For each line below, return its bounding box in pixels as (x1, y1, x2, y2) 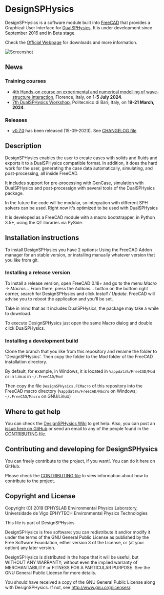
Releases (5, 116, 28, 123)
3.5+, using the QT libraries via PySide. (5, 219, 83, 225)
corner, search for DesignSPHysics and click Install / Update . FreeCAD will (5, 291, 155, 297)
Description (5, 142, 41, 150)
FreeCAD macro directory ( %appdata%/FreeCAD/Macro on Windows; (5, 388, 137, 394)
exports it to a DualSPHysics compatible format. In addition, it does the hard (5, 160, 158, 166)
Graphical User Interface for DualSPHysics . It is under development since (5, 24, 153, 30)
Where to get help (5, 407, 61, 416)
